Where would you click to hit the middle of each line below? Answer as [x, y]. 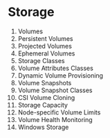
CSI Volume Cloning [46, 97]
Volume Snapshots [45, 83]
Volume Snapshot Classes [55, 90]
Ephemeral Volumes [46, 53]
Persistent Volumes [45, 38]
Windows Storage [43, 127]
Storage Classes [41, 60]
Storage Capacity [43, 105]
